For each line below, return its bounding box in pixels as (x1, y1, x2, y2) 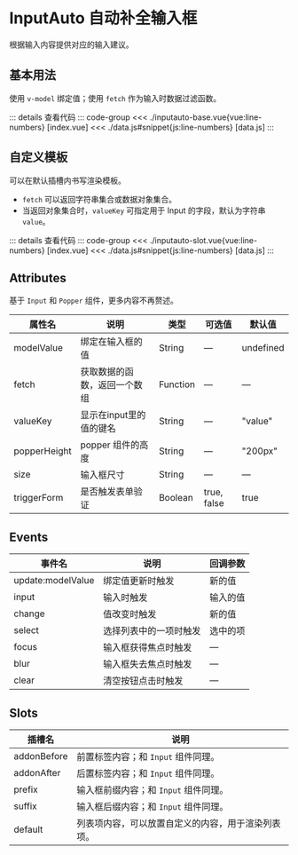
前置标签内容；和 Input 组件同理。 (76, 751, 220, 763)
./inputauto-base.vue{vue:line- (149, 112, 263, 123)
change (13, 607, 46, 620)
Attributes (9, 270, 67, 285)
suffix (13, 800, 37, 812)
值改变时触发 (103, 608, 157, 621)
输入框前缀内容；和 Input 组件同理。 (76, 784, 229, 796)
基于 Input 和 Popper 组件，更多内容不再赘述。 (9, 295, 179, 306)
